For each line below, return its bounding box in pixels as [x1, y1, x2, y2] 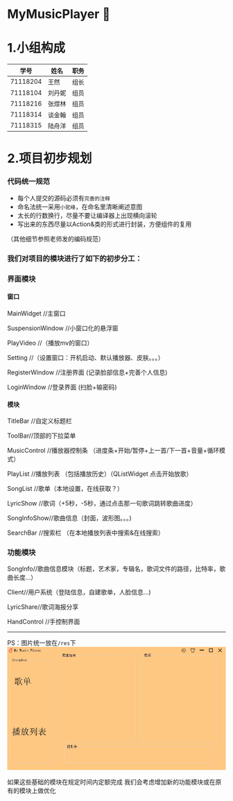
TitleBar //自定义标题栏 [7, 417, 72, 425]
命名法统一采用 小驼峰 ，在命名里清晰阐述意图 [17, 203, 143, 211]
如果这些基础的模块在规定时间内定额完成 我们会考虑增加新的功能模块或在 [7, 777, 216, 786]
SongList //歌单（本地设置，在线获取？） [7, 485, 123, 493]
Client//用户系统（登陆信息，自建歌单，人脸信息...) [7, 588, 151, 596]
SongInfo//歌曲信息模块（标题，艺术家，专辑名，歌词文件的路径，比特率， [7, 565, 220, 573]
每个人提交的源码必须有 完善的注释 [17, 193, 111, 202]
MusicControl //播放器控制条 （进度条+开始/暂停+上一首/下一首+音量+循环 [7, 447, 220, 455]
